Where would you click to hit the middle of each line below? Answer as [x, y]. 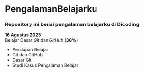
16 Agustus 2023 [23, 35]
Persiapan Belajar [30, 49]
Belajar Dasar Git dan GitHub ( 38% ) [42, 40]
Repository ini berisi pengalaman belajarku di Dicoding [72, 24]
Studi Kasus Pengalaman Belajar [45, 65]
